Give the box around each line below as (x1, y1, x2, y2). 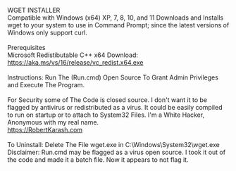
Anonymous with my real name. (7, 118, 99, 126)
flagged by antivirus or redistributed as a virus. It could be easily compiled (7, 103, 223, 111)
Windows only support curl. (7, 28, 88, 37)
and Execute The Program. (7, 81, 85, 89)
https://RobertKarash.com (7, 126, 83, 134)
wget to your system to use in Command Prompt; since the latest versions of (7, 21, 230, 29)
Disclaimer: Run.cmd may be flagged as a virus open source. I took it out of (7, 148, 226, 156)
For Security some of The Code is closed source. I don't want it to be (7, 96, 208, 104)
